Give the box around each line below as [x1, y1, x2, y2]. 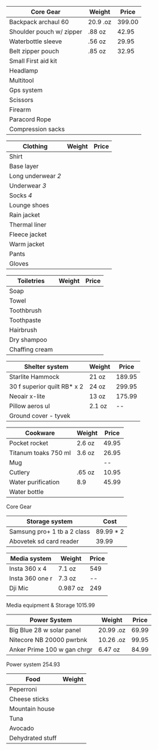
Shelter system [23, 363, 69, 371]
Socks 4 [9, 191, 32, 200]
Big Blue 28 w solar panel [9, 626, 81, 634]
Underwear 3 [9, 182, 47, 189]
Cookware [25, 429, 55, 437]
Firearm [9, 106, 31, 113]
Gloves [9, 260, 29, 267]
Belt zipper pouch [9, 47, 59, 55]
